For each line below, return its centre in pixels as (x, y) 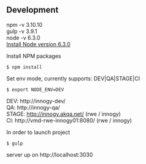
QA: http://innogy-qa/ (33, 107)
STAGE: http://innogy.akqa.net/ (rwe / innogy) (64, 114)
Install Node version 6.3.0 (38, 44)
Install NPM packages (34, 56)
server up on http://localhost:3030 (50, 154)
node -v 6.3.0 (24, 37)
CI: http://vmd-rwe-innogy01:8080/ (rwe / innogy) (69, 120)
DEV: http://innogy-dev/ (36, 101)
